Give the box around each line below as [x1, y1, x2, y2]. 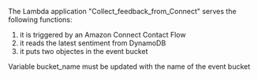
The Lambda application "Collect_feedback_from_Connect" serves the [8, 7, 237, 16]
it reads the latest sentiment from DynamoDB [19, 38, 166, 48]
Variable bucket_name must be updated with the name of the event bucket [8, 62, 251, 71]
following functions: [8, 15, 73, 24]
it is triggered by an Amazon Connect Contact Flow [19, 31, 186, 39]
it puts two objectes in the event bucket [19, 47, 148, 56]
